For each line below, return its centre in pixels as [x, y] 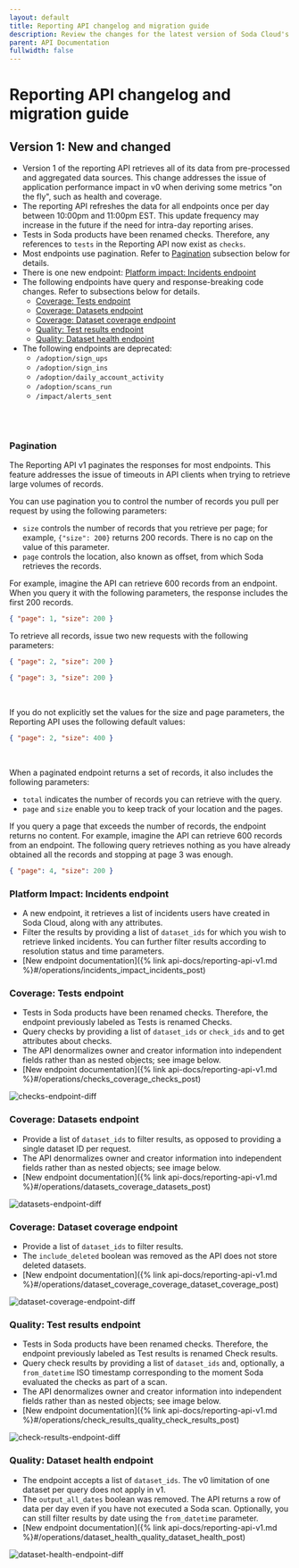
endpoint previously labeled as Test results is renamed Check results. [150, 1354]
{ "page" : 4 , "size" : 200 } [62, 871]
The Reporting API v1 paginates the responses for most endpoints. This [140, 465]
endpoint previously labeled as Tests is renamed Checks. [127, 1022]
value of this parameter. [66, 547]
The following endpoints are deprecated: [97, 348]
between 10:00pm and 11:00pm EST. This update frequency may [141, 216]
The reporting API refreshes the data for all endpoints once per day [145, 206]
